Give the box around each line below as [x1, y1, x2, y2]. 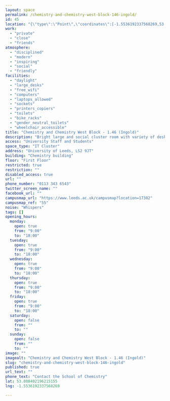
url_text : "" [5, 370, 33, 375]
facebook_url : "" [5, 191, 42, 196]
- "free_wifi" [10, 87, 39, 93]
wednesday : [10, 256, 33, 262]
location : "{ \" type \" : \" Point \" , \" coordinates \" [5, 21, 110, 27]
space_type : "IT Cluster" [5, 144, 60, 149]
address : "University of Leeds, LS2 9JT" [5, 149, 94, 154]
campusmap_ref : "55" [5, 200, 49, 205]
